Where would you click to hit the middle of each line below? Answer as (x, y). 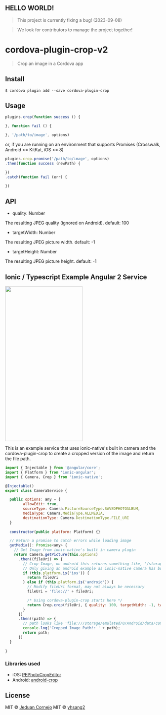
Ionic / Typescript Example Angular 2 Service (76, 277)
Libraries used (23, 664)
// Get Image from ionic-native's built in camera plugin (75, 550)
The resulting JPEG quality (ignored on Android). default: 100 (67, 223)
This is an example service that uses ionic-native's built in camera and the (81, 448)
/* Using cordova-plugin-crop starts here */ (75, 600)
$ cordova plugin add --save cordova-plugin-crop (57, 90)
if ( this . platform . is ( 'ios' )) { (56, 573)
